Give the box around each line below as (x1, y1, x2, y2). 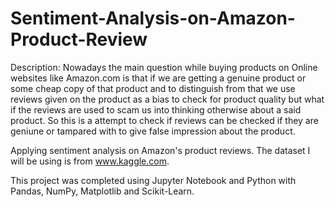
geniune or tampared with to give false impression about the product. (10, 125, 296, 137)
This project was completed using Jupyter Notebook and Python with (10, 174, 297, 186)
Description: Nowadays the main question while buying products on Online (10, 61, 318, 73)
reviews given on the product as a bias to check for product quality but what (10, 93, 325, 105)
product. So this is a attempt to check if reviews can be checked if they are (10, 114, 319, 126)
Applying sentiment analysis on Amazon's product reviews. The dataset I (10, 144, 311, 156)
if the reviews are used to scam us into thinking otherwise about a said (10, 103, 302, 116)
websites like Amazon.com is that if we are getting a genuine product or (10, 72, 307, 84)
